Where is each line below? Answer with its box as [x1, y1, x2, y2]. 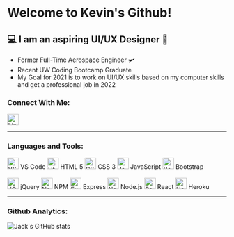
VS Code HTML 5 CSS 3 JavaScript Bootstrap [19, 162, 204, 171]
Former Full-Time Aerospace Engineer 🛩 [17, 56, 136, 64]
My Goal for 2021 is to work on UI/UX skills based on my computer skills [17, 73, 224, 81]
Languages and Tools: [7, 141, 84, 151]
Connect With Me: [7, 97, 70, 107]
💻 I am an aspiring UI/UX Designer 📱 [7, 33, 169, 45]
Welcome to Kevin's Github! [7, 5, 172, 21]
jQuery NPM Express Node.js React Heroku [19, 182, 210, 190]
